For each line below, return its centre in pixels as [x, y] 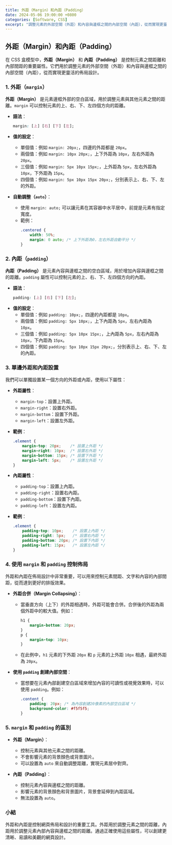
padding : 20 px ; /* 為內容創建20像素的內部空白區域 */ [83, 704]
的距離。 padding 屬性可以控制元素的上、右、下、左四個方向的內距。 [77, 277]
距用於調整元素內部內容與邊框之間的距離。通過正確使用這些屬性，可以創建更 [86, 831]
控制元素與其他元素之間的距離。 [54, 751]
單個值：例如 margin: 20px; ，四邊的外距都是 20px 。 [75, 148]
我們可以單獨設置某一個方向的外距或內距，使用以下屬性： [66, 380]
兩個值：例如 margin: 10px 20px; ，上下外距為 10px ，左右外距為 [87, 154]
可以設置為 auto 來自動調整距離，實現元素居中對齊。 [76, 764]
